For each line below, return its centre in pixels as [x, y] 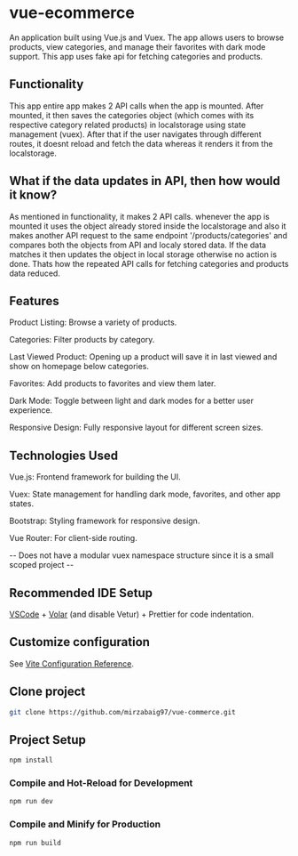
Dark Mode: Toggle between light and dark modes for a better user [132, 401]
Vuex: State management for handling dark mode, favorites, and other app [145, 494]
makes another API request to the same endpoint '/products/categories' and [149, 235]
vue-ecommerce [72, 13]
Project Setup [48, 740]
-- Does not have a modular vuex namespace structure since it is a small [141, 555]
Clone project [47, 692]
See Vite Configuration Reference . [72, 663]
